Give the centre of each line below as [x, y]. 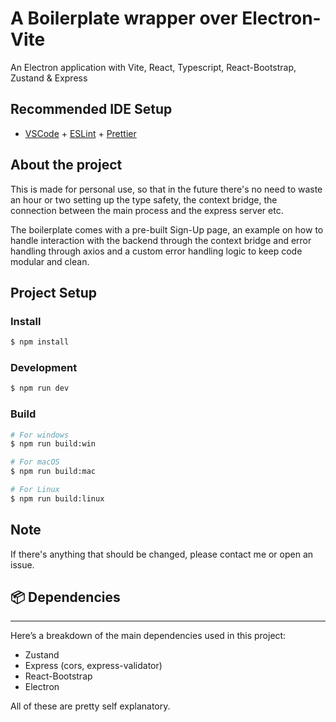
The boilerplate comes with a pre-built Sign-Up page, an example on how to [167, 229]
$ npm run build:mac [53, 472]
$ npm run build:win [53, 444]
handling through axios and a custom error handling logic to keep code [156, 251]
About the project [66, 165]
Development [44, 368]
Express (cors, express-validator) [93, 666]
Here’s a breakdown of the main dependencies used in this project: [148, 636]
